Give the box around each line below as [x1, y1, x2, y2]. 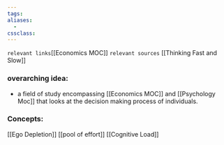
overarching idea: [7, 74, 68, 84]
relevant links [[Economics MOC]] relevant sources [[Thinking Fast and [7, 49, 218, 57]
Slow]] [7, 56, 27, 65]
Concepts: [7, 114, 44, 124]
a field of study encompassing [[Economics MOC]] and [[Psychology [17, 89, 216, 98]
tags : [7, 10, 23, 17]
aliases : [7, 17, 33, 24]
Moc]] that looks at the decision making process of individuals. [17, 97, 198, 105]
